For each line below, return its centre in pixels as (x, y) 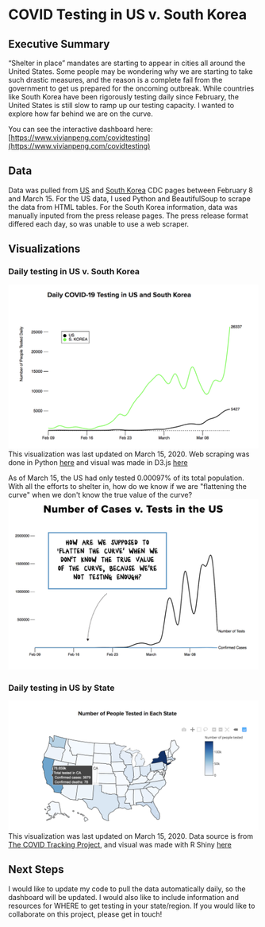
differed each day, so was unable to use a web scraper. (98, 223)
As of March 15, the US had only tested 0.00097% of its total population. (126, 478)
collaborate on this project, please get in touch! (85, 914)
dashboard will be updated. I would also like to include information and (124, 897)
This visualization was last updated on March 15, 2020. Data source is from (131, 836)
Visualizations (44, 249)
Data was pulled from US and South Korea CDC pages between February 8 (131, 190)
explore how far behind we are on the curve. (81, 114)
